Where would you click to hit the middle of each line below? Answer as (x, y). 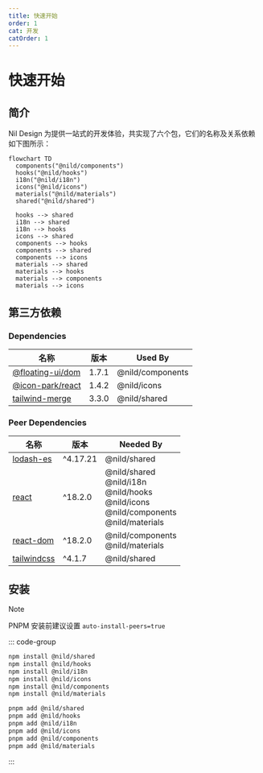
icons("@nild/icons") (52, 187)
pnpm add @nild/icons (45, 731)
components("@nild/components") (70, 166)
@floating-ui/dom (47, 372)
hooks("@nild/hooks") (52, 173)
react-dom (33, 540)
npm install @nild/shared (51, 657)
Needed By (141, 444)
